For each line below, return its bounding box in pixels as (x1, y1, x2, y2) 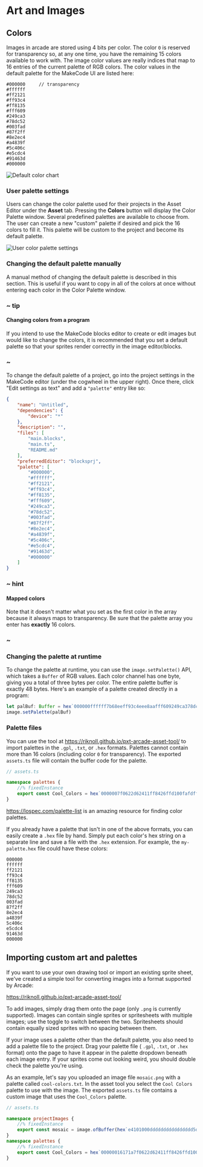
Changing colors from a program (6, 316, 90, 324)
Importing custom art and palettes (6, 952, 138, 963)
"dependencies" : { (17, 407, 63, 413)
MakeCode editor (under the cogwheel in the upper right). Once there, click (6, 378, 195, 386)
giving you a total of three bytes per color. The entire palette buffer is (6, 679, 178, 686)
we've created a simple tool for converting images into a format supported (6, 975, 192, 982)
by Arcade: (6, 981, 34, 989)
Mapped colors (6, 595, 45, 602)
